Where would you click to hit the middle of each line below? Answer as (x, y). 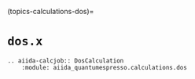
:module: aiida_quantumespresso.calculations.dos (105, 67)
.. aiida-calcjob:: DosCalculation (66, 61)
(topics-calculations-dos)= (51, 11)
